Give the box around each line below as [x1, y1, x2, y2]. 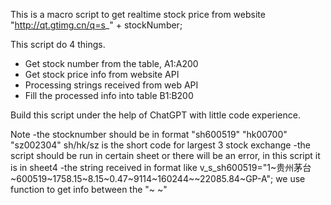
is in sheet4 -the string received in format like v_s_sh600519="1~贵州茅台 [10, 162, 312, 173]
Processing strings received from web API [24, 79, 199, 91]
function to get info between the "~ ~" [10, 184, 168, 195]
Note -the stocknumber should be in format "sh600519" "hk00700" [10, 129, 288, 140]
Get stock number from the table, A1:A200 [24, 58, 199, 69]
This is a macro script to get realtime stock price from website [10, 9, 266, 20]
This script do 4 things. [10, 39, 106, 50]
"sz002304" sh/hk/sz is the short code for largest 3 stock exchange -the [10, 139, 311, 151]
